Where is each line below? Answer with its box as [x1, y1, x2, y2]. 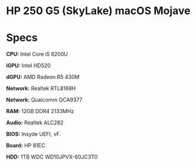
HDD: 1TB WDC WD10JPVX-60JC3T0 [6, 153, 98, 160]
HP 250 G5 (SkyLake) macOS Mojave [6, 4, 191, 18]
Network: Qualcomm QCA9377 [6, 96, 83, 104]
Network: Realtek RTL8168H [6, 85, 76, 92]
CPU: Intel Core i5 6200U [6, 51, 68, 58]
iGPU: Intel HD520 [6, 62, 51, 69]
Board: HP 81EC [6, 142, 45, 149]
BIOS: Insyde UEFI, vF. [6, 131, 61, 138]
